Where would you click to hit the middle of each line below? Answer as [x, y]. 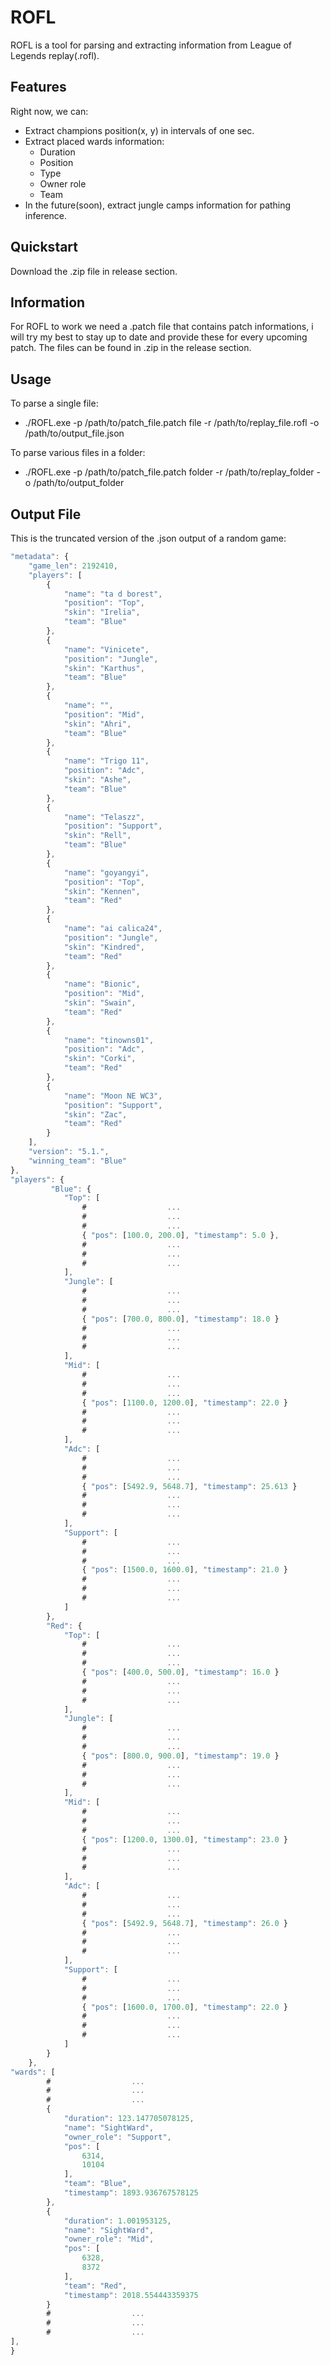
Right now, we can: [49, 111]
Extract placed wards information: [94, 141]
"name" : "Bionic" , [102, 984]
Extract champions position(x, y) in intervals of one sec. [139, 130]
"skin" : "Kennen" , [102, 891]
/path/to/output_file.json [74, 433]
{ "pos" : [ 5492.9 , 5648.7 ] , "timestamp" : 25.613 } [189, 1486]
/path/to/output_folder [79, 483]
